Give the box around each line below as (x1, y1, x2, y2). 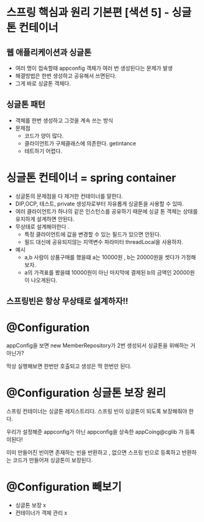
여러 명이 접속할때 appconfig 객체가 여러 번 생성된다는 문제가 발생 (15, 65, 173, 72)
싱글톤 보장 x (15, 501, 46, 509)
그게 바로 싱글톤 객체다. (15, 80, 71, 87)
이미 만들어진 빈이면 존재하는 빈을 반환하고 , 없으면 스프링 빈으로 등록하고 (6, 449, 181, 456)
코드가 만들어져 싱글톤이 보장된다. (12, 457, 93, 464)
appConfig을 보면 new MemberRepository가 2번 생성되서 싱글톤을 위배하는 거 (6, 342, 195, 349)
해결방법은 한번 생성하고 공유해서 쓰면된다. (15, 72, 117, 79)
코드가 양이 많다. (24, 132, 64, 139)
